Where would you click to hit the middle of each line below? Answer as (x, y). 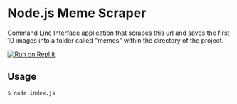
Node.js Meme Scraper (77, 13)
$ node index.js (31, 93)
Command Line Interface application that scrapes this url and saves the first (118, 33)
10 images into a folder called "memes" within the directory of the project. (116, 40)
